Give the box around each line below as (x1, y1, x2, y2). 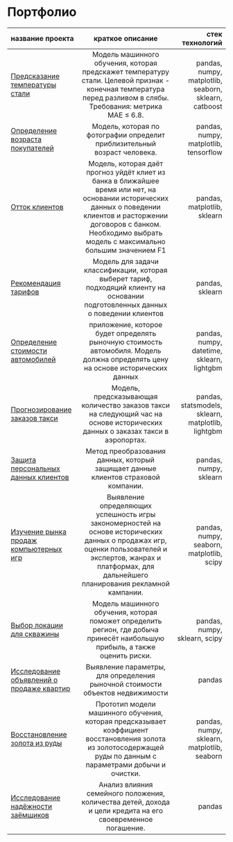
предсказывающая (93, 392, 158, 401)
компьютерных (10, 544, 62, 554)
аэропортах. (105, 435, 147, 444)
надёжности (10, 801, 53, 811)
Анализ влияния (98, 780, 153, 789)
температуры (10, 80, 57, 89)
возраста (10, 134, 42, 144)
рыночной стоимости (89, 679, 162, 689)
